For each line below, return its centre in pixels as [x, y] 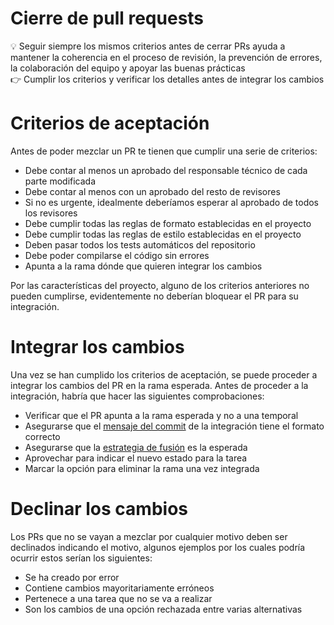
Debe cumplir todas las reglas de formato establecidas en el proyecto [168, 223]
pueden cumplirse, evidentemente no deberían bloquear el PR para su [154, 296]
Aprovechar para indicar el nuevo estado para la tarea [136, 458]
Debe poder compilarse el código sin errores [117, 255]
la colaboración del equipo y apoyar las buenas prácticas [128, 68]
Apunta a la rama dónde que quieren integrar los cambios [143, 266]
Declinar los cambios [99, 509]
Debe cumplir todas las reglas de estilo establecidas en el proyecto [163, 234]
